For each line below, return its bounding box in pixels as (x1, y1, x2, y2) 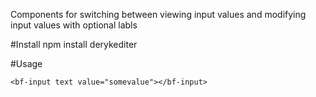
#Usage (10, 58, 43, 69)
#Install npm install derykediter (10, 39, 138, 50)
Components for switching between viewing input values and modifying (10, 9, 307, 20)
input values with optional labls (10, 19, 138, 31)
